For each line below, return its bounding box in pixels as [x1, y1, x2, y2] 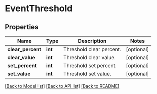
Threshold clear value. [63, 54, 116, 61]
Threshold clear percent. [63, 46, 121, 53]
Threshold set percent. [63, 62, 117, 69]
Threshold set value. [63, 70, 111, 77]
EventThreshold [5, 3, 73, 14]
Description [78, 38, 107, 44]
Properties [5, 23, 39, 31]
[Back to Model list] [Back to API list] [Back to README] [5, 83, 120, 89]
